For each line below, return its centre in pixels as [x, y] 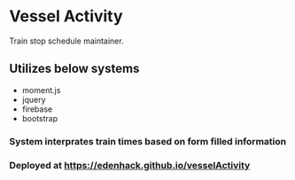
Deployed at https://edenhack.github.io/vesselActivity [130, 165]
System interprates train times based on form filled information [147, 141]
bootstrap [40, 118]
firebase [37, 109]
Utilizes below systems [74, 69]
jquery [34, 99]
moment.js [41, 90]
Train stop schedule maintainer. [66, 41]
